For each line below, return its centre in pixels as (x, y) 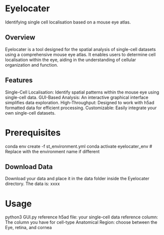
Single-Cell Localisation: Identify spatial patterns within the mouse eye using (82, 92)
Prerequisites (33, 132)
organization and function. (32, 65)
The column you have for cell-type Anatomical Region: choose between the (81, 222)
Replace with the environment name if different (52, 151)
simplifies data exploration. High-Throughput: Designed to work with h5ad (80, 102)
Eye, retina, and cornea (29, 228)
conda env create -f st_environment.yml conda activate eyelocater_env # (79, 146)
